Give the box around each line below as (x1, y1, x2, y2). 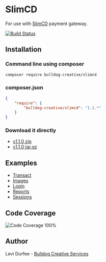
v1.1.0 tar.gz (12, 144, 37, 150)
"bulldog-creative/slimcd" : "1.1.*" (23, 105, 101, 110)
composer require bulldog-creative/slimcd (5, 72, 97, 77)
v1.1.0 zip (12, 138, 32, 145)
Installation (5, 45, 42, 54)
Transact (12, 172, 32, 178)
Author (5, 237, 28, 246)
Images (12, 178, 29, 184)
